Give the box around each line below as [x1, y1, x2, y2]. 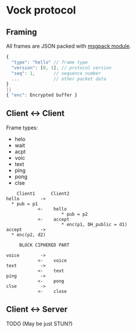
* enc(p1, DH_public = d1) [61, 221, 128, 227]
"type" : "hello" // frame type [11, 59, 88, 65]
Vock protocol [6, 4, 76, 17]
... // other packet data [11, 76, 107, 82]
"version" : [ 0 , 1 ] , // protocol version [11, 65, 112, 71]
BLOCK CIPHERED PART [19, 242, 69, 248]
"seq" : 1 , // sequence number [11, 70, 101, 76]
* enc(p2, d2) [11, 232, 46, 238]
